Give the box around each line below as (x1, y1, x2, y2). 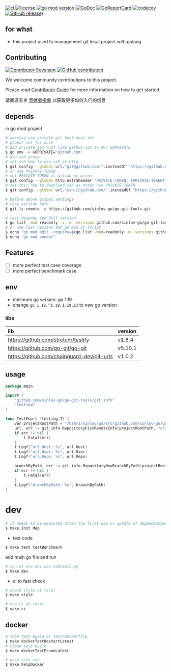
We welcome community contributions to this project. (5, 76, 118, 83)
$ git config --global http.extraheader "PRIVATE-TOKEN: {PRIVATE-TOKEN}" (5, 178, 167, 183)
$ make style (5, 593, 33, 598)
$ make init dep (5, 526, 40, 531)
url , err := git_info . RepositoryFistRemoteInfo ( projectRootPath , (14, 425, 156, 431)
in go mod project (5, 125, 42, 132)
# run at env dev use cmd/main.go (5, 563, 79, 569)
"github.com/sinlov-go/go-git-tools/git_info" (14, 397, 115, 402)
